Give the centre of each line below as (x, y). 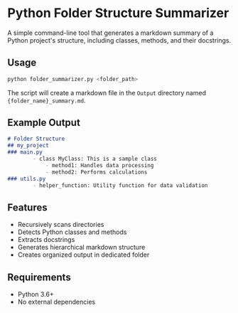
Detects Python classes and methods (72, 232)
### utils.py (27, 179)
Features (27, 207)
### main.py (25, 152)
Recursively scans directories (61, 225)
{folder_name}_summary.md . (47, 100)
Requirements (39, 277)
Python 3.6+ (36, 295)
